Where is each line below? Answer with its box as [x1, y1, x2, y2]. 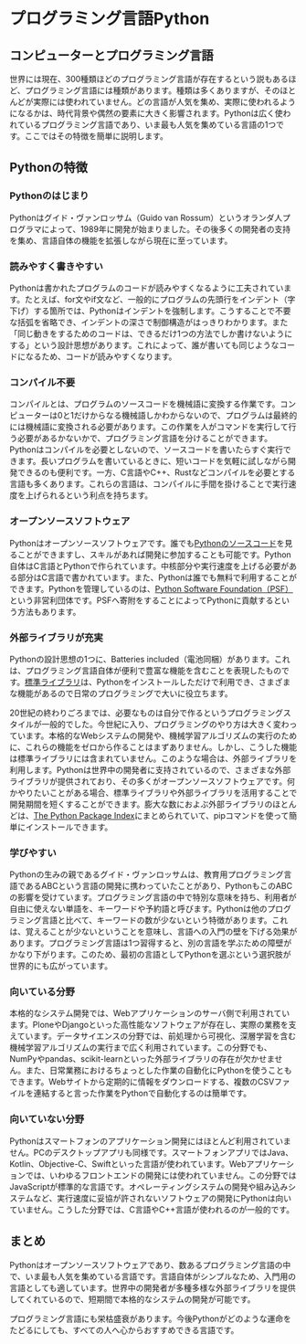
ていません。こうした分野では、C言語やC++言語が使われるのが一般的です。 [9, 1203, 295, 1215]
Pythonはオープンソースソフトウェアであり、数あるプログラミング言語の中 [9, 1259, 291, 1270]
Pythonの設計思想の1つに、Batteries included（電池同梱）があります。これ [9, 653, 290, 664]
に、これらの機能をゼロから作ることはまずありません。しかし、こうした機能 [9, 741, 298, 752]
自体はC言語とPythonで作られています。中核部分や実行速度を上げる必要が [9, 560, 290, 571]
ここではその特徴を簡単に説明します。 [24, 131, 169, 142]
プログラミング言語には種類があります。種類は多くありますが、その [25, 85, 280, 96]
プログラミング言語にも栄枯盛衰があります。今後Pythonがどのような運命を [9, 1313, 292, 1324]
